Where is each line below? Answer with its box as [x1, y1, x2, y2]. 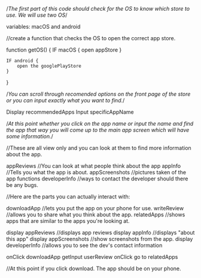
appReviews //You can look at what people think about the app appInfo [6, 162, 181, 170]
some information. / [6, 133, 54, 140]
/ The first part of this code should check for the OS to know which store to [6, 5, 190, 12]
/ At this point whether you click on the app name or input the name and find [6, 120, 194, 127]
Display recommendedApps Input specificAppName [6, 108, 134, 116]
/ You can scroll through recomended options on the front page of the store [6, 90, 191, 98]
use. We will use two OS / [6, 11, 68, 19]
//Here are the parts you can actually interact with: [6, 193, 130, 200]
